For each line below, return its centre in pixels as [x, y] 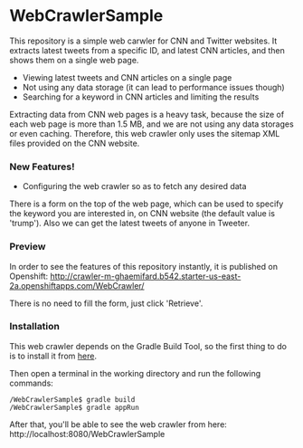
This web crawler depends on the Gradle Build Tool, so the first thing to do [148, 346]
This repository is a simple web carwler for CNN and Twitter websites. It [143, 41]
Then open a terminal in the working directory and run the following [135, 373]
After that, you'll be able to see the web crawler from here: [118, 424]
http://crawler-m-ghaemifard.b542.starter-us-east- [146, 276]
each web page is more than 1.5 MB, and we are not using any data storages [151, 124]
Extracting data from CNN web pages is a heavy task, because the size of [147, 114]
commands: [32, 383]
